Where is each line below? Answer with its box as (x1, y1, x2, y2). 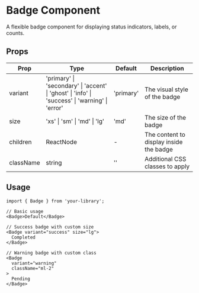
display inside (144, 137, 183, 146)
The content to (144, 130, 185, 139)
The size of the (144, 113, 187, 121)
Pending (11, 276, 31, 282)
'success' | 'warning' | (46, 96, 108, 104)
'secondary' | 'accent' (46, 81, 107, 89)
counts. (6, 29, 25, 36)
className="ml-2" (11, 265, 54, 271)
